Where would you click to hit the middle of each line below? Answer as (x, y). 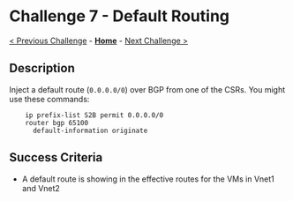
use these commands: (49, 99)
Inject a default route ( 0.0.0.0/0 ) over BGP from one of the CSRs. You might (147, 89)
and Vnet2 (41, 188)
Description (42, 68)
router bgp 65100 (57, 123)
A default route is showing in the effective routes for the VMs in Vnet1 (148, 179)
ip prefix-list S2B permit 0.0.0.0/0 (94, 115)
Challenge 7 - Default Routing (120, 16)
